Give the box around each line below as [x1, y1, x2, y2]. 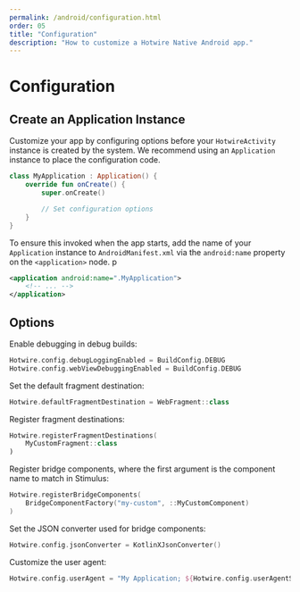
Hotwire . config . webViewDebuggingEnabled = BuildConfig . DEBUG [9, 363, 242, 373]
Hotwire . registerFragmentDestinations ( [9, 430, 158, 440]
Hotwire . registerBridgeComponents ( [9, 490, 142, 500]
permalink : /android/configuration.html [9, 13, 162, 22]
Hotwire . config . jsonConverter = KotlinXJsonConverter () [9, 540, 221, 549]
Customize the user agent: [9, 556, 107, 567]
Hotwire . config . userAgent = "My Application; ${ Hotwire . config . [9, 573, 254, 583]
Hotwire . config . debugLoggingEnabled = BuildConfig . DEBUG [9, 355, 226, 364]
